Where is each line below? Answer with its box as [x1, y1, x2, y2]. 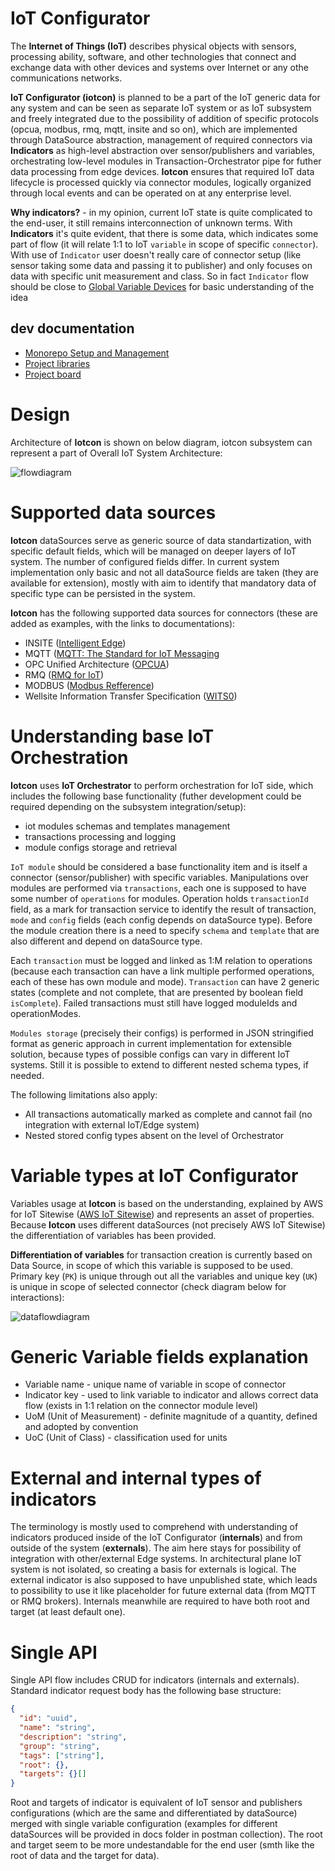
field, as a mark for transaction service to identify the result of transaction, [10, 903, 317, 915]
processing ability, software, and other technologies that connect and [10, 50, 297, 62]
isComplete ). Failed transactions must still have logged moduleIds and [10, 997, 298, 1009]
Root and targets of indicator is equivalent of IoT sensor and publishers [10, 1797, 303, 1809]
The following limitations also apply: [10, 1088, 158, 1101]
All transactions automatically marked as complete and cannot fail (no [24, 1108, 313, 1120]
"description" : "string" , [19, 1732, 128, 1742]
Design [10, 403, 71, 426]
